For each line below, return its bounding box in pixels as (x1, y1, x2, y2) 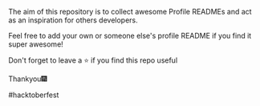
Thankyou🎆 (8, 74, 47, 84)
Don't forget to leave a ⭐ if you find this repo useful (8, 55, 178, 65)
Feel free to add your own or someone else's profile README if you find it (8, 31, 252, 40)
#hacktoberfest (8, 90, 59, 100)
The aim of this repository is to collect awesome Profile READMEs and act (8, 7, 252, 16)
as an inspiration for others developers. (8, 15, 138, 25)
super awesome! (8, 39, 64, 49)
